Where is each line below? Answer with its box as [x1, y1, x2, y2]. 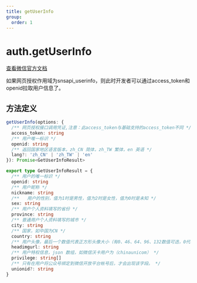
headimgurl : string [11, 244, 59, 250]
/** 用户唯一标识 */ [11, 135, 56, 141]
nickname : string [11, 190, 54, 196]
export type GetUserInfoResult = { [6, 168, 93, 174]
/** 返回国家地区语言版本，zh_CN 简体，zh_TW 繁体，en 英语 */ [11, 146, 152, 152]
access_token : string [11, 130, 64, 136]
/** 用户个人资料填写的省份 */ [11, 206, 78, 212]
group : [6, 14, 22, 20]
